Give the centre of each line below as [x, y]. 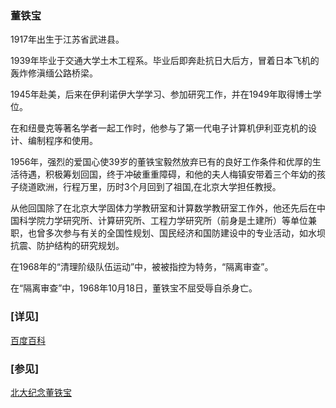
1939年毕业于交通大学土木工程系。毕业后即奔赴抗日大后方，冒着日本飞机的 [165, 61]
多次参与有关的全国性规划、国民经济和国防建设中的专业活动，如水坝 [185, 233]
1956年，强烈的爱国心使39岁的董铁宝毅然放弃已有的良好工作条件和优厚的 [161, 162]
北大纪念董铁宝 [41, 392]
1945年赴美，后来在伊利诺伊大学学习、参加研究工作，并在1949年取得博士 [161, 94]
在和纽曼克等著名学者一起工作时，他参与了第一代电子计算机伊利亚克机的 [159, 128]
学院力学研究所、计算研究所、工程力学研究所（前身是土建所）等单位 [167, 221]
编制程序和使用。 [62, 141]
